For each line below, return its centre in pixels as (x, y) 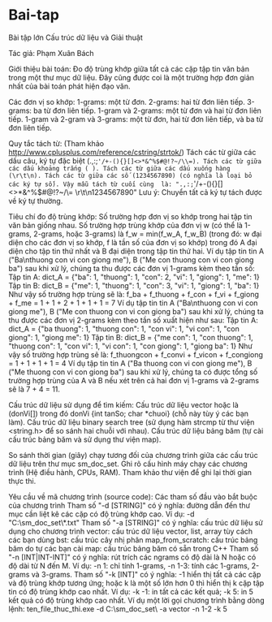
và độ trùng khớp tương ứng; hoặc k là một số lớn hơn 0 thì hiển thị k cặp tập (136, 583)
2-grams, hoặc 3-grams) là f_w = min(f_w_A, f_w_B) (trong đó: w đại (148, 234)
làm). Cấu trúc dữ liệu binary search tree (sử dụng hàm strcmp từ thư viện (132, 422)
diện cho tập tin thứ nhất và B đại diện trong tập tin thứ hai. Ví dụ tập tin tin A (136, 251)
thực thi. (22, 481)
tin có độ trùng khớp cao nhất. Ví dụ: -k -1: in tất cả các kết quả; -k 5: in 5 (131, 591)
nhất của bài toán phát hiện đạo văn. (69, 86)
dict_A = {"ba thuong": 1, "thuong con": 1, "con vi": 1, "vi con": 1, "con (124, 328)
